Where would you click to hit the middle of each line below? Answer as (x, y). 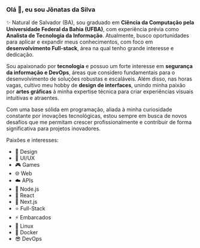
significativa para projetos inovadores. (53, 128)
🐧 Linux (24, 226)
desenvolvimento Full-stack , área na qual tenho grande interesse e (90, 48)
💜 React (25, 195)
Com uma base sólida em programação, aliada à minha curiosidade (89, 109)
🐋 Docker (26, 232)
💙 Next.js (26, 202)
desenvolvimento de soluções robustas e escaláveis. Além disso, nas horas (99, 79)
